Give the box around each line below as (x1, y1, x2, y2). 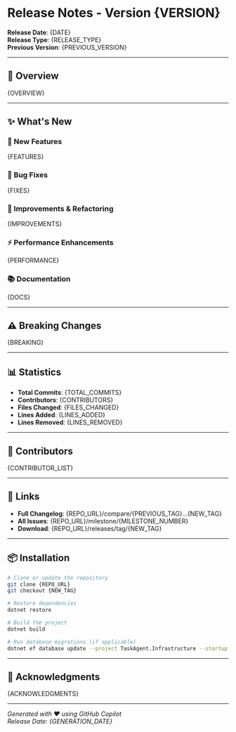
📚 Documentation (7, 274, 71, 284)
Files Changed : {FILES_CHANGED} (17, 403, 119, 412)
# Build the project (7, 620, 68, 627)
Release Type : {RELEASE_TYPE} (7, 35, 102, 44)
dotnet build (7, 625, 46, 633)
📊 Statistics (7, 366, 62, 378)
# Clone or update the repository (7, 574, 109, 581)
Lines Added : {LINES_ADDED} (17, 411, 105, 419)
